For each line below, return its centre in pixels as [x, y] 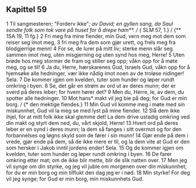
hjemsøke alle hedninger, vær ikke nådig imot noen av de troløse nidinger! [95, 73]
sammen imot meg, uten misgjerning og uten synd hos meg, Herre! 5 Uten [95, 54]
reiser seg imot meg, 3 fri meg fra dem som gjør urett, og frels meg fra [91, 42]
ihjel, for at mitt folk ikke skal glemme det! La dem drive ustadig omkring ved [98, 117]
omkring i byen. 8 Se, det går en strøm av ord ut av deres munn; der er [91, 86]
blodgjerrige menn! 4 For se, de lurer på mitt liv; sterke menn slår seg [90, 48]
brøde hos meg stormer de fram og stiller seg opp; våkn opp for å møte [92, 61]
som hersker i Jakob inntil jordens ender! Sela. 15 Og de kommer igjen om [95, 148]
